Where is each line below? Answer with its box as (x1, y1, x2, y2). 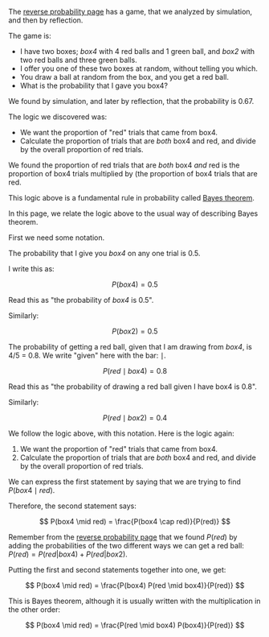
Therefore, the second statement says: (8, 501, 137, 511)
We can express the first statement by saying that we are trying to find (8, 477, 241, 486)
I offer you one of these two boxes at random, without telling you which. (19, 64, 259, 73)
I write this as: (8, 264, 55, 273)
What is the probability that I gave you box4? (19, 81, 169, 90)
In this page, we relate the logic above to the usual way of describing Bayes (8, 209, 259, 218)
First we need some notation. (8, 233, 105, 242)
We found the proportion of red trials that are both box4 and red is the (8, 160, 240, 170)
